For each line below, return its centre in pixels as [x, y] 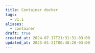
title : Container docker [32, 10]
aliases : [15, 24]
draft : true [18, 33]
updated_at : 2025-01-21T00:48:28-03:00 [48, 43]
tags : [11, 15]
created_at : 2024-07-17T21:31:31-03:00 [48, 38]
